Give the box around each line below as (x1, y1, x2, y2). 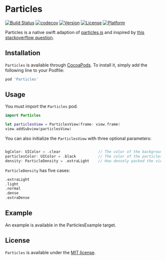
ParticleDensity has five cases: (5, 167, 71, 173)
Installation (5, 49, 41, 57)
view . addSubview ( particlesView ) (5, 127, 72, 132)
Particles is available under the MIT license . (5, 249, 96, 255)
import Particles (5, 113, 41, 118)
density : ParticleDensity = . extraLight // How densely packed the (5, 158, 154, 163)
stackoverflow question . (5, 35, 54, 40)
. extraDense (5, 195, 30, 200)
